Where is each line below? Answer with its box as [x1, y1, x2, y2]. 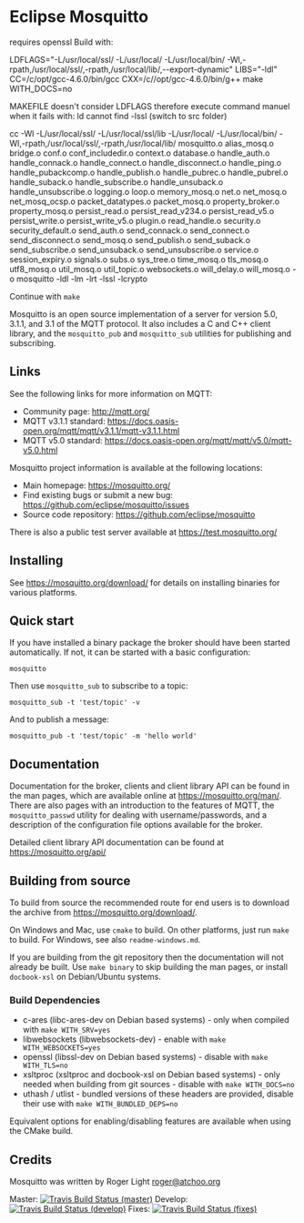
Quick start [9, 613, 75, 628]
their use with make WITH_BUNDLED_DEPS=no [22, 1098, 178, 1109]
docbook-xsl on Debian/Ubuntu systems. [9, 972, 161, 982]
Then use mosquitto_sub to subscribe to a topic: [9, 680, 188, 691]
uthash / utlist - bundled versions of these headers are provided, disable [22, 1088, 294, 1099]
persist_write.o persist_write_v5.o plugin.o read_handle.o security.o [9, 215, 261, 226]
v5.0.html [22, 444, 58, 455]
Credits [9, 1152, 53, 1167]
